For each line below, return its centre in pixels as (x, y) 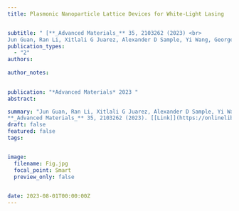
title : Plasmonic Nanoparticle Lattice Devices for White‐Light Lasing (116, 14)
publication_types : (36, 46)
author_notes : (28, 72)
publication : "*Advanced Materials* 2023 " (73, 92)
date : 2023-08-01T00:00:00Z (49, 196)
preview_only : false (44, 177)
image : (17, 157)
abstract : (22, 99)
